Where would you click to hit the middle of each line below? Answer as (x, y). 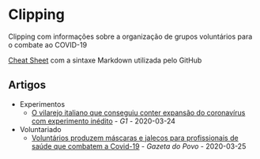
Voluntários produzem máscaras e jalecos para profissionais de (135, 138)
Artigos (27, 85)
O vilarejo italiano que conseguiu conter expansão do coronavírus (138, 112)
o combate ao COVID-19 (48, 44)
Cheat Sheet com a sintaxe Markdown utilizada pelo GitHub (105, 60)
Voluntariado (40, 129)
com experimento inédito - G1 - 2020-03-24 (104, 121)
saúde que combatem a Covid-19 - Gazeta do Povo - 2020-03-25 (139, 146)
